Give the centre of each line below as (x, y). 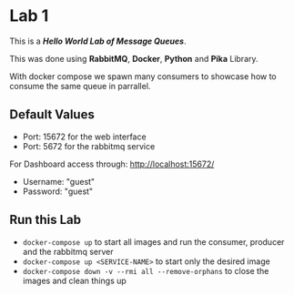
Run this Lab (46, 220)
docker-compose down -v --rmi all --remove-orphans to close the (146, 270)
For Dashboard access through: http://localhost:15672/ (112, 164)
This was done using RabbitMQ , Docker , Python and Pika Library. (134, 58)
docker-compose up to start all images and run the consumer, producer (153, 241)
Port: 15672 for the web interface (85, 137)
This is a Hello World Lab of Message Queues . (98, 41)
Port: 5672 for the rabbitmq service (89, 146)
